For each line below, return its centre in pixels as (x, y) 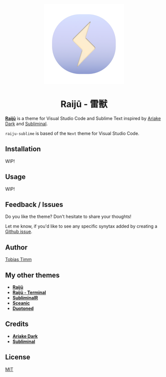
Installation (23, 149)
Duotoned (23, 308)
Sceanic (21, 303)
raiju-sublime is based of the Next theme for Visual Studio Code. (72, 133)
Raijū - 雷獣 (84, 104)
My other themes (32, 275)
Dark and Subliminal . (26, 123)
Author (16, 247)
